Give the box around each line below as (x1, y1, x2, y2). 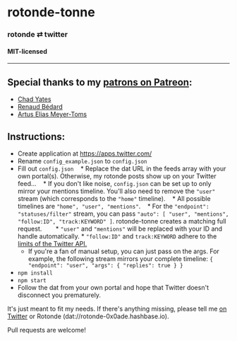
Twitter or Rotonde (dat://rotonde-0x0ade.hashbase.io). (7, 312, 169, 320)
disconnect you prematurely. (17, 291, 101, 299)
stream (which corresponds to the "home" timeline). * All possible (17, 194, 211, 202)
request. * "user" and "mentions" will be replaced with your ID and (17, 224, 223, 233)
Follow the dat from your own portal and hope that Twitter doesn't (17, 283, 209, 291)
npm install (17, 270, 53, 277)
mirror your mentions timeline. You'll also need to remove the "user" (17, 187, 216, 195)
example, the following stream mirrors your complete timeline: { (28, 254, 214, 262)
